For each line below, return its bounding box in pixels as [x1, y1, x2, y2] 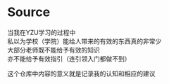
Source [7, 4, 51, 20]
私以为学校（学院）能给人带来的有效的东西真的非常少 [7, 36, 162, 45]
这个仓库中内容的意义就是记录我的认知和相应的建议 [7, 69, 156, 78]
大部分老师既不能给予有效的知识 [7, 45, 100, 54]
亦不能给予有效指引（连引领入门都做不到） [7, 54, 131, 63]
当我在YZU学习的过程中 [7, 28, 76, 36]
